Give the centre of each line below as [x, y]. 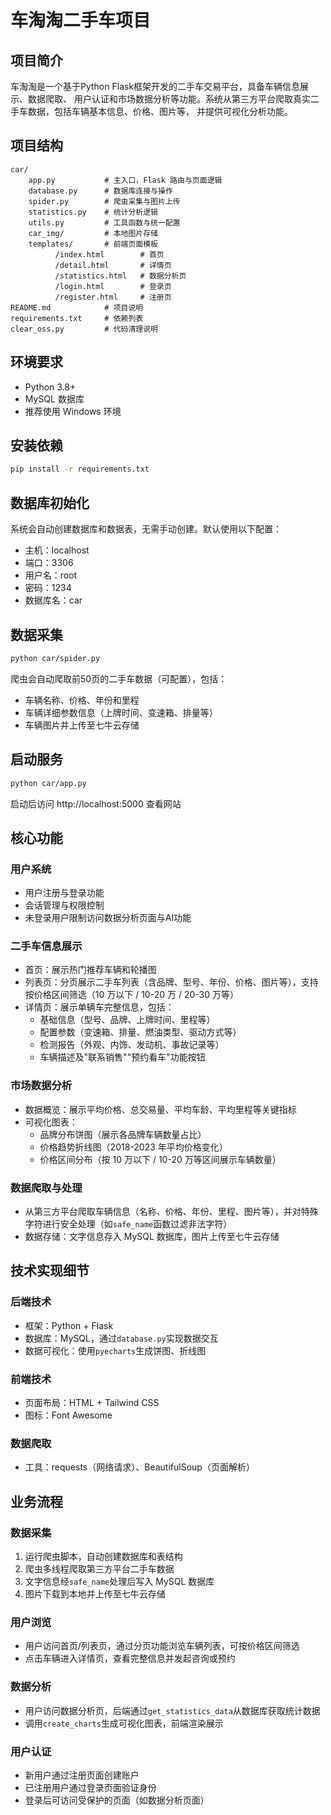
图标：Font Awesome [68, 1415]
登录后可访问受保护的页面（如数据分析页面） [117, 1800]
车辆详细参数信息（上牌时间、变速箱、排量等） [121, 712]
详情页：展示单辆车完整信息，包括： [99, 1007]
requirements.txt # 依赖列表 [77, 318]
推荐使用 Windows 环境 [73, 411]
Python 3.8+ [50, 387]
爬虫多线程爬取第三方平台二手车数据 [99, 1569]
